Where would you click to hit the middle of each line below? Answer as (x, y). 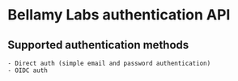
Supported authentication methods (98, 45)
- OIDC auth (28, 70)
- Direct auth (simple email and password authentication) (109, 63)
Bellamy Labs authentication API (119, 15)
